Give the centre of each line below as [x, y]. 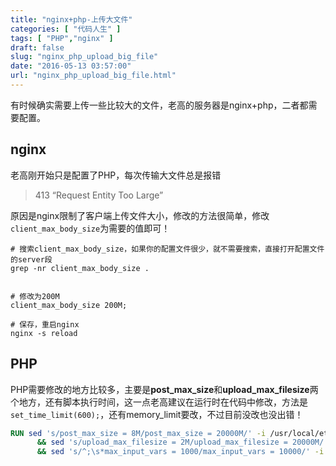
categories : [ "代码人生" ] [66, 29]
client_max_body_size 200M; [69, 305]
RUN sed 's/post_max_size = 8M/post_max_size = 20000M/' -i [138, 433]
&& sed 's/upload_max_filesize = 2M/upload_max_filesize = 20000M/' [182, 442]
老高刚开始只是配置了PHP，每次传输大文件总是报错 [116, 175]
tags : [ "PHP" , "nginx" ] [62, 38]
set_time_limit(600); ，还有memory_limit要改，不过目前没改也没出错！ [157, 414]
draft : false [37, 47]
